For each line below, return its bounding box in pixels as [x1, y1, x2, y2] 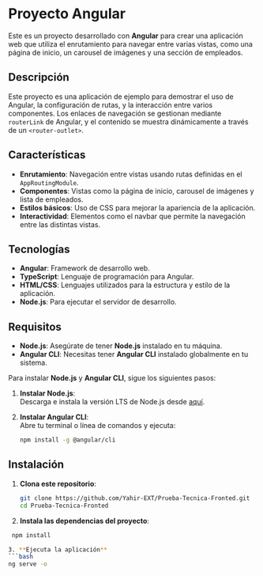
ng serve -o [8, 560, 47, 568]
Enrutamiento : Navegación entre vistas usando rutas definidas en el [19, 169, 242, 179]
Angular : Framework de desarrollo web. [19, 263, 150, 273]
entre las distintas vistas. [19, 219, 101, 229]
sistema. [19, 358, 47, 368]
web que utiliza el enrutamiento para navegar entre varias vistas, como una [8, 39, 253, 48]
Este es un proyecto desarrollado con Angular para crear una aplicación [8, 31, 243, 40]
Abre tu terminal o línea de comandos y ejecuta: [19, 421, 176, 430]
